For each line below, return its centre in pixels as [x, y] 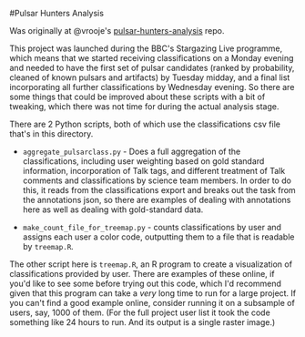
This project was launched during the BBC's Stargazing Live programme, [146, 48]
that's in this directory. [51, 134]
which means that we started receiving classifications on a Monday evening [152, 58]
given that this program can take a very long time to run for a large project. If [153, 293]
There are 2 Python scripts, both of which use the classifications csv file [145, 124]
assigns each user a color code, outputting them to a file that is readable [158, 237]
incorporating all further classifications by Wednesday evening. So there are [152, 87]
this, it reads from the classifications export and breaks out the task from [159, 190]
